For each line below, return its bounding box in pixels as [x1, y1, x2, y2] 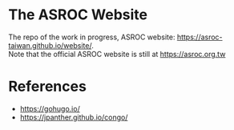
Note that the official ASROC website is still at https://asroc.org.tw [8, 49, 226, 59]
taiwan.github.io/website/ [8, 40, 92, 50]
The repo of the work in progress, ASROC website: [8, 32, 175, 42]
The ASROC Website [8, 6, 148, 24]
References [8, 78, 87, 95]
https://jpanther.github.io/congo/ [19, 112, 128, 122]
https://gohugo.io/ [19, 104, 80, 113]
